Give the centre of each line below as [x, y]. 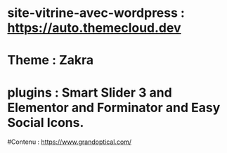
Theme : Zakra [51, 60]
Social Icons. [46, 122]
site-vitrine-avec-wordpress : [96, 13]
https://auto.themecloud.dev [94, 28]
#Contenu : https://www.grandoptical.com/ [70, 142]
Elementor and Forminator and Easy [114, 108]
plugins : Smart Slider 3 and [90, 92]
